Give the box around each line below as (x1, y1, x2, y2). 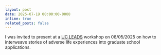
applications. (5, 44, 31, 50)
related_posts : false (5, 20, 49, 26)
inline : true (5, 16, 32, 21)
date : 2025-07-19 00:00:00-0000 (5, 12, 71, 17)
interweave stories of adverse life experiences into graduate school (5, 39, 140, 45)
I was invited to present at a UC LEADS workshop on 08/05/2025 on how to (5, 34, 157, 40)
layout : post (5, 7, 32, 12)
